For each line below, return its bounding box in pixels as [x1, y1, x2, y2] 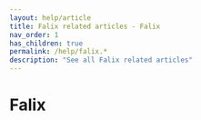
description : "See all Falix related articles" [9, 55, 194, 65]
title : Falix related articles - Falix [9, 22, 161, 31]
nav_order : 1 [9, 30, 59, 39]
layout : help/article [9, 13, 92, 23]
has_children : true [9, 38, 84, 48]
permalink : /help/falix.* [9, 47, 107, 56]
